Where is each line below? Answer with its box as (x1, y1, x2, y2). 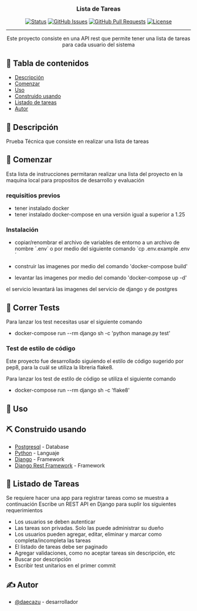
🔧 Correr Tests (6, 302, 60, 313)
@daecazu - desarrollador (14, 599, 79, 606)
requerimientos (6, 507, 43, 514)
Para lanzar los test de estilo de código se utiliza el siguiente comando (6, 375, 176, 382)
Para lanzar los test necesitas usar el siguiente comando (6, 318, 142, 325)
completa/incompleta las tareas (14, 537, 91, 544)
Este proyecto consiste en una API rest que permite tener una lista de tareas (6, 35, 191, 42)
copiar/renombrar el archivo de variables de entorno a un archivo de (14, 239, 180, 246)
